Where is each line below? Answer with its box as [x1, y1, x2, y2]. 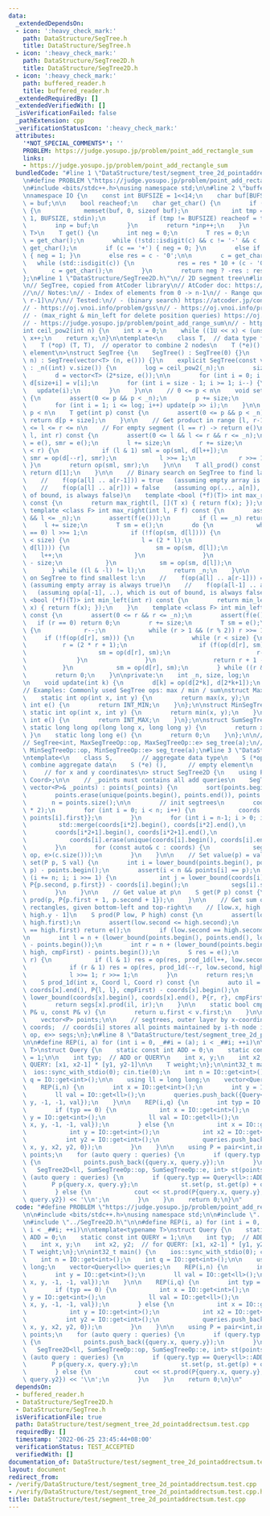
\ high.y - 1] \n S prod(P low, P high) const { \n [22, 911, 203, 919]
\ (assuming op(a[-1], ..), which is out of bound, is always [22, 589, 243, 597]
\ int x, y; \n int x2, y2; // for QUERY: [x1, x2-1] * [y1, [22, 1240, 253, 1249]
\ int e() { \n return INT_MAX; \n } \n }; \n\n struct [22, 716, 228, 725]
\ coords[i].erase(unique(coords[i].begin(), [22, 836, 218, 845]
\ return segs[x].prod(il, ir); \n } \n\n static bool [22, 1001, 250, 1009]
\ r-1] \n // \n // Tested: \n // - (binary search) [22, 297, 182, 305]
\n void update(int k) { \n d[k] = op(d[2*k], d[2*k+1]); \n [22, 679, 261, 687]
